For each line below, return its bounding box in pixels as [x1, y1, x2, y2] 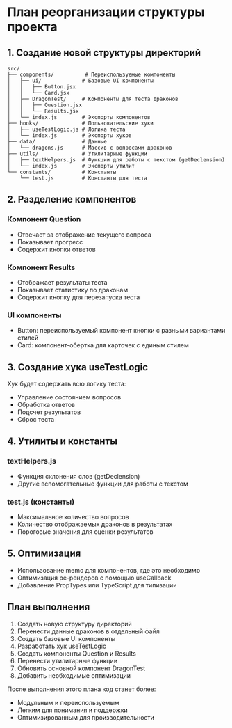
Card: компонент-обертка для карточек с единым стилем [17, 341, 190, 349]
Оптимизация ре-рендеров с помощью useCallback [17, 573, 172, 582]
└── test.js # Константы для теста [19, 175, 148, 182]
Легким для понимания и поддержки [17, 706, 129, 714]
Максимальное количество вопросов [17, 513, 130, 521]
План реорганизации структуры [7, 4, 205, 20]
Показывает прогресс [17, 237, 83, 246]
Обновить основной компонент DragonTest [17, 664, 146, 672]
